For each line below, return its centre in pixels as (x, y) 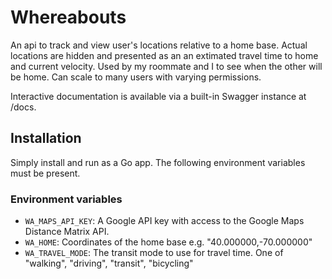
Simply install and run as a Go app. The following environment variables (158, 162)
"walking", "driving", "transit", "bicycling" (109, 263)
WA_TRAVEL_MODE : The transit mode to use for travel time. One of (154, 253)
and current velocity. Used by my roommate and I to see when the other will (166, 66)
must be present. (45, 173)
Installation (46, 138)
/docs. (23, 107)
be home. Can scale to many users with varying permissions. (136, 77)
